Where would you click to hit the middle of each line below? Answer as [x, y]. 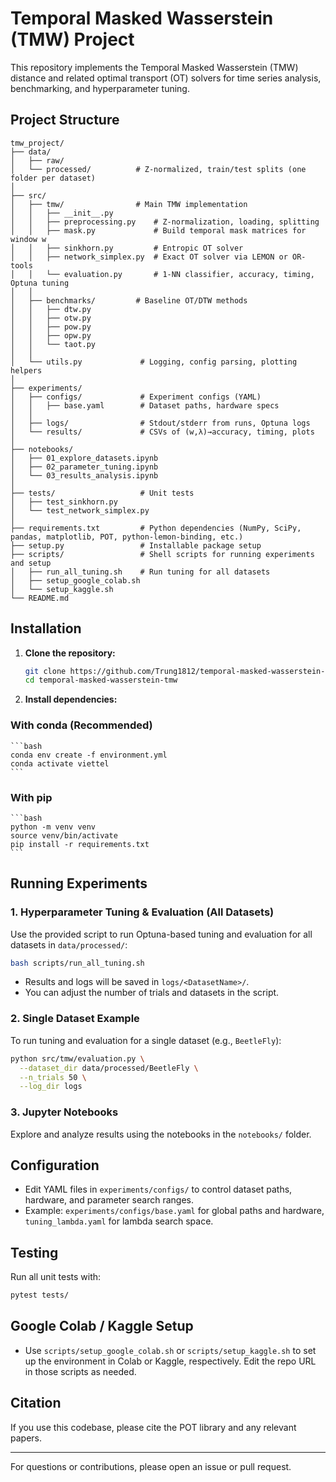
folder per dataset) [53, 178]
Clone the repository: [70, 653]
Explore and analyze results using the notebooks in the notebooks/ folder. [161, 1134]
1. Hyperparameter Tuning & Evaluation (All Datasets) [142, 912]
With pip [31, 797]
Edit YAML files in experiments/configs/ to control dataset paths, [158, 1189]
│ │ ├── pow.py [51, 327]
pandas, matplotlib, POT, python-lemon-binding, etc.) [127, 537]
